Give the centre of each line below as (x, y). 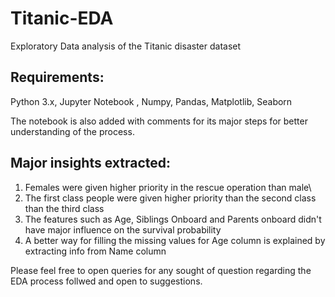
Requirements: (57, 77)
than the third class (64, 208)
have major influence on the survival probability (123, 229)
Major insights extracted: (90, 163)
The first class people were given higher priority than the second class (170, 198)
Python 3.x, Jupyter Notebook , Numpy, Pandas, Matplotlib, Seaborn (151, 101)
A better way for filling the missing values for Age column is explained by (175, 240)
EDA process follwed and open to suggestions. (106, 281)
